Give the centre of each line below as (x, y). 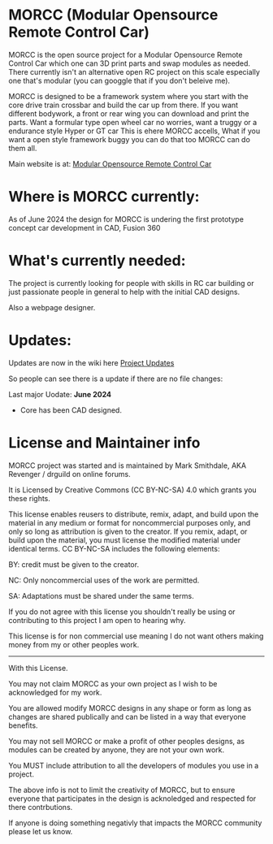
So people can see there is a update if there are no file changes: (116, 379)
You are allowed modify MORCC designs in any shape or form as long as (130, 708)
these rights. (30, 498)
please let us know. (41, 831)
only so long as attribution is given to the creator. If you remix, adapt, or (128, 531)
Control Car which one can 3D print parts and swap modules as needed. (129, 63)
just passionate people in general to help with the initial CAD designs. (124, 292)
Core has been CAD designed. (71, 410)
